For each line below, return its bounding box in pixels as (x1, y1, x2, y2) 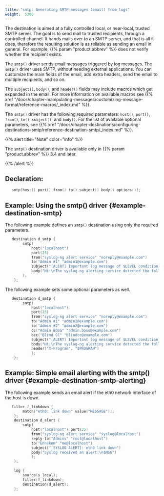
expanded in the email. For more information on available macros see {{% (5, 91, 153, 97)
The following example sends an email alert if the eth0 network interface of (5, 390, 156, 395)
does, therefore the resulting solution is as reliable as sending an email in (5, 41, 152, 47)
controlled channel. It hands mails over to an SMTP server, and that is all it (5, 35, 154, 42)
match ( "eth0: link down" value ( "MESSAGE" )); (22, 409, 115, 414)
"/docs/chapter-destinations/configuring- (57, 121, 141, 128)
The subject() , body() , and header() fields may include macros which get (5, 86, 153, 92)
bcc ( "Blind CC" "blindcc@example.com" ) (31, 332, 112, 338)
